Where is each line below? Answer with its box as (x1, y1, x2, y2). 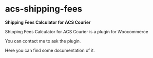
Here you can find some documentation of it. (5, 47, 95, 53)
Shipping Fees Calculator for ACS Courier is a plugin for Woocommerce (5, 29, 149, 34)
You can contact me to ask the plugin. (5, 38, 81, 44)
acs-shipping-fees (5, 3, 82, 14)
